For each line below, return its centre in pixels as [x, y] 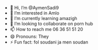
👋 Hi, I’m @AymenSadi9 [34, 8]
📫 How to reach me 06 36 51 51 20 [46, 29]
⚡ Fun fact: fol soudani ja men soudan [49, 42]
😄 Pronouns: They [29, 36]
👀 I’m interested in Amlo [34, 13]
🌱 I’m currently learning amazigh [43, 18]
